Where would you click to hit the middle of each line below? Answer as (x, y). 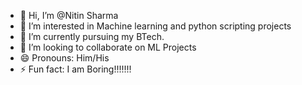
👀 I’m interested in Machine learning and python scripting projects (155, 26)
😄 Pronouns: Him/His (64, 58)
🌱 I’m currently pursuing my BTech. (92, 36)
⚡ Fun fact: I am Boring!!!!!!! (75, 69)
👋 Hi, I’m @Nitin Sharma (69, 15)
